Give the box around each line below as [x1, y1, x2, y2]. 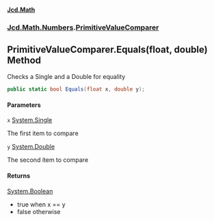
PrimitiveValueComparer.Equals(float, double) [7, 43, 208, 55]
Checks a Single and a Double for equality [7, 73, 126, 81]
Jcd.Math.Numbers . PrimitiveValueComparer [7, 23, 159, 32]
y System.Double [7, 143, 55, 151]
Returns [7, 172, 31, 180]
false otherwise [16, 207, 61, 216]
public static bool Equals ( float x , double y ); [7, 86, 146, 93]
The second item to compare [7, 156, 89, 164]
